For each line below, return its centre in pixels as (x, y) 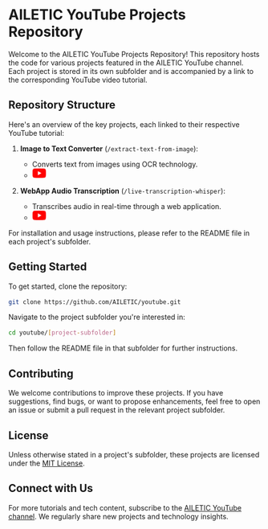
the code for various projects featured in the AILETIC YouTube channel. (126, 63)
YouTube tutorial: (37, 133)
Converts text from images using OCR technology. (115, 164)
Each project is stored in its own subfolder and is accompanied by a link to (131, 71)
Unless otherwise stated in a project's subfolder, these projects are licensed (134, 454)
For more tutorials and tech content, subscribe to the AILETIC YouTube (125, 507)
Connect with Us (51, 488)
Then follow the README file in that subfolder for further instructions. (123, 348)
